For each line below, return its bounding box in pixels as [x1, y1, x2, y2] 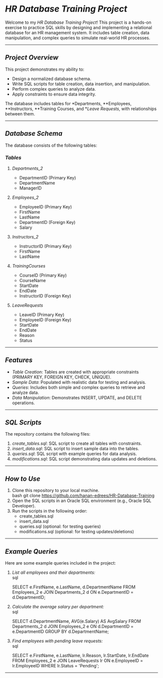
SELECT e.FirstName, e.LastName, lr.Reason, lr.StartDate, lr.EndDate [12, 653, 149, 659]
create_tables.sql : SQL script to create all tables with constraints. [12, 441, 142, 446]
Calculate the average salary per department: [12, 604, 104, 610]
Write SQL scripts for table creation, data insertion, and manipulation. [12, 81, 150, 87]
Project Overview [5, 53, 59, 62]
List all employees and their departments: [12, 569, 96, 575]
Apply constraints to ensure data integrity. [12, 91, 96, 97]
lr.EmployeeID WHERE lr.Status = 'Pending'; [12, 663, 99, 669]
